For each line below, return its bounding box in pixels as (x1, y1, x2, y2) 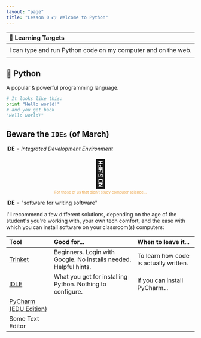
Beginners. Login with (53, 248, 115, 256)
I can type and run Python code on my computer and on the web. (9, 46, 192, 54)
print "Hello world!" (6, 101, 60, 108)
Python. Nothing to (53, 280, 106, 288)
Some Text (9, 314, 39, 322)
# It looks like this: (6, 96, 63, 102)
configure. (53, 287, 83, 295)
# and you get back (6, 107, 55, 113)
